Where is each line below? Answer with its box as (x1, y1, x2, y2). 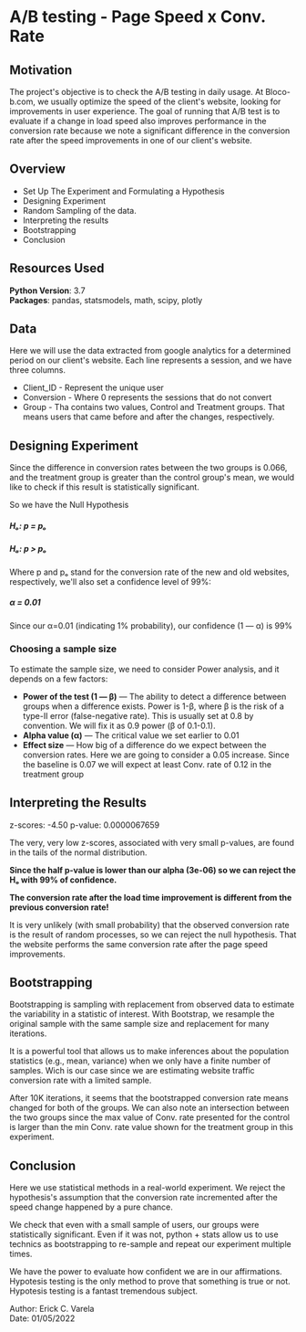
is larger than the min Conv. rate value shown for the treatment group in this (9, 1122, 294, 1133)
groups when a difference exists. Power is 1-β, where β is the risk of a (22, 701, 284, 712)
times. (9, 1249, 33, 1260)
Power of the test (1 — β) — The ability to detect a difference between (22, 691, 287, 702)
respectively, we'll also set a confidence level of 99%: (9, 576, 212, 587)
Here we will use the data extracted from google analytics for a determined (9, 345, 291, 356)
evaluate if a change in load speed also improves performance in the (9, 116, 267, 126)
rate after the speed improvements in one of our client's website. (9, 135, 252, 145)
